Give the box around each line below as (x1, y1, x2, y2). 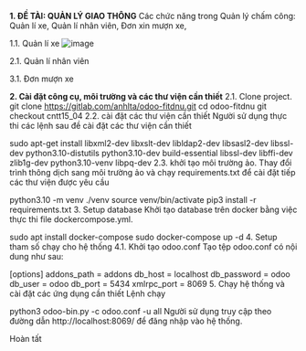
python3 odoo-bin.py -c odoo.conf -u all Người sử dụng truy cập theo (9, 306, 272, 316)
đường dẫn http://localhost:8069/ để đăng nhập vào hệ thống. (9, 315, 243, 326)
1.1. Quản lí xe (9, 38, 60, 48)
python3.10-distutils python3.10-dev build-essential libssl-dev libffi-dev (26, 148, 294, 158)
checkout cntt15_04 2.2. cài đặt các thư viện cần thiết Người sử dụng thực (9, 111, 288, 121)
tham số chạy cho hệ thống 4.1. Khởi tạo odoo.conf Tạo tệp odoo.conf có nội (9, 241, 298, 252)
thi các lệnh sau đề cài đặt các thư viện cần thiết (9, 121, 192, 131)
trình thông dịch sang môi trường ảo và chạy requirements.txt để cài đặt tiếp (9, 167, 296, 177)
